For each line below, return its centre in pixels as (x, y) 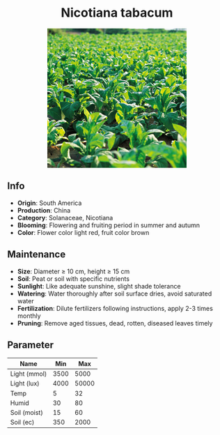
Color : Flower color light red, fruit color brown (83, 232)
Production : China (44, 210)
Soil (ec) (22, 422)
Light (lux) (25, 383)
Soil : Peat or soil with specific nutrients (73, 278)
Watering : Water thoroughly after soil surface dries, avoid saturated (115, 293)
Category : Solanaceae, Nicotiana (65, 217)
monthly (29, 316)
